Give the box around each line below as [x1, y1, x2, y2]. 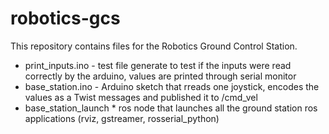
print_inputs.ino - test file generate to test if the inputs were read [24, 59, 292, 71]
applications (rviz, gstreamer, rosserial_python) [24, 112, 220, 124]
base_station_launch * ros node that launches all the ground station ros [24, 102, 318, 114]
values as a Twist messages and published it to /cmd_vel [24, 91, 258, 103]
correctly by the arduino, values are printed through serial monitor [24, 70, 297, 82]
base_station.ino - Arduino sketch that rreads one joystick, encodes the [24, 80, 320, 92]
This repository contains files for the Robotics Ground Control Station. [10, 40, 298, 52]
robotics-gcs [10, 7, 121, 30]
